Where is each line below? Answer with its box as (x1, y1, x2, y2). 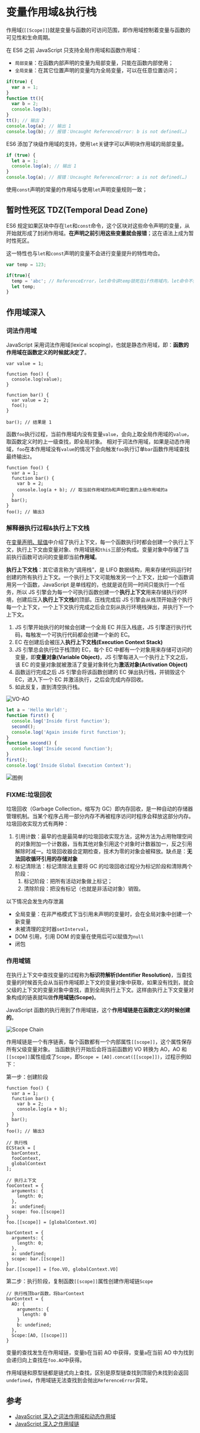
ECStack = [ (6, 1145, 36, 1151)
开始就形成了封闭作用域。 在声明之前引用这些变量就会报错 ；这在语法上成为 (6, 229, 189, 237)
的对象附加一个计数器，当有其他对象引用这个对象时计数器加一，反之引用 (14, 840, 192, 847)
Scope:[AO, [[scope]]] (11, 1333, 68, 1339)
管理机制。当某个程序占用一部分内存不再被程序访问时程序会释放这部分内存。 (6, 813, 194, 820)
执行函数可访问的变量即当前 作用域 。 (11, 553, 100, 561)
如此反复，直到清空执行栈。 (14, 684, 83, 691)
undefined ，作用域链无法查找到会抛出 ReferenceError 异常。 (6, 1377, 151, 1384)
